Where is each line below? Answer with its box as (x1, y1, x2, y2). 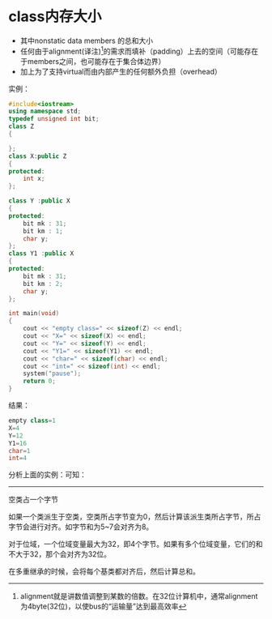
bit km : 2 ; (23, 280, 63, 288)
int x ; (23, 175, 45, 183)
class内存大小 (8, 7, 102, 26)
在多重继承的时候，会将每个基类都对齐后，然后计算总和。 (8, 566, 200, 576)
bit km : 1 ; (23, 227, 63, 235)
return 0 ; (23, 378, 57, 386)
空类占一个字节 (8, 495, 58, 505)
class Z (8, 122, 35, 130)
